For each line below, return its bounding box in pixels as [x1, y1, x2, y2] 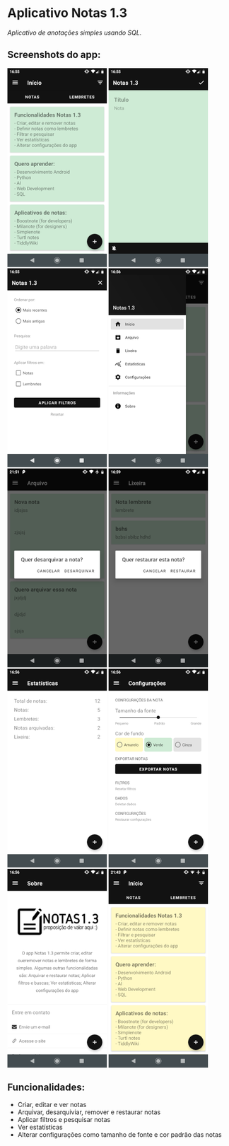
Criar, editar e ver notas [17, 1100, 87, 1109]
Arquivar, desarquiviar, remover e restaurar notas [17, 1108, 161, 1116]
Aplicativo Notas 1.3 [7, 5, 127, 21]
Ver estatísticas [17, 1123, 63, 1131]
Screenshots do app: [7, 49, 101, 61]
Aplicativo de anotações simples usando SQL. [7, 28, 142, 37]
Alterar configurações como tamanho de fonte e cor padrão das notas [17, 1130, 222, 1139]
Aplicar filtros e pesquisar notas [17, 1115, 111, 1123]
